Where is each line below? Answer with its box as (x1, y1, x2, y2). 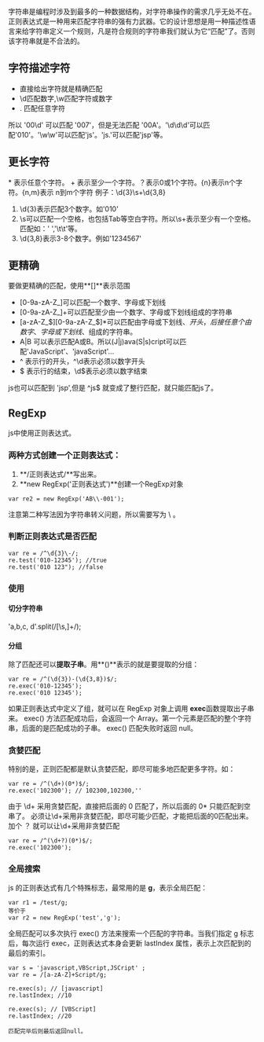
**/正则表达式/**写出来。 (19, 469, 101, 479)
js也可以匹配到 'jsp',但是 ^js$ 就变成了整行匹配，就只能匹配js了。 (8, 383, 218, 393)
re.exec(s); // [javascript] (8, 985, 104, 992)
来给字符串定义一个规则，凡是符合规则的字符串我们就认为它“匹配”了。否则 (14, 27, 255, 35)
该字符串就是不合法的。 (8, 36, 84, 46)
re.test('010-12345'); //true (8, 556, 108, 564)
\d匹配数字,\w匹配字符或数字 (19, 94, 112, 103)
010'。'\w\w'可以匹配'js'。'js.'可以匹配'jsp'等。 (16, 130, 167, 139)
